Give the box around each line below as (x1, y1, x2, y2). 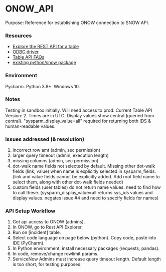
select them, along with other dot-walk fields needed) (12, 179, 124, 185)
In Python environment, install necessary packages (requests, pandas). (12, 245, 159, 251)
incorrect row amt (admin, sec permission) (12, 147, 101, 153)
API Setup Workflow (5, 207, 56, 214)
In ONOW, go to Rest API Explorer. (12, 224, 83, 230)
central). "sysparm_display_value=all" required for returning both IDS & (5, 118, 151, 124)
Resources (5, 32, 32, 39)
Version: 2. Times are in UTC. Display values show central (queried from (5, 112, 154, 118)
